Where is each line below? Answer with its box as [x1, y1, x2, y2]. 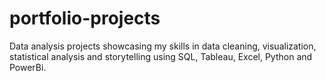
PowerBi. [9, 61, 47, 73]
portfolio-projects [9, 7, 161, 30]
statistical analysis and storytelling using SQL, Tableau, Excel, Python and [9, 50, 313, 62]
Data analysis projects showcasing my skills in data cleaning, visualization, [9, 40, 317, 52]
